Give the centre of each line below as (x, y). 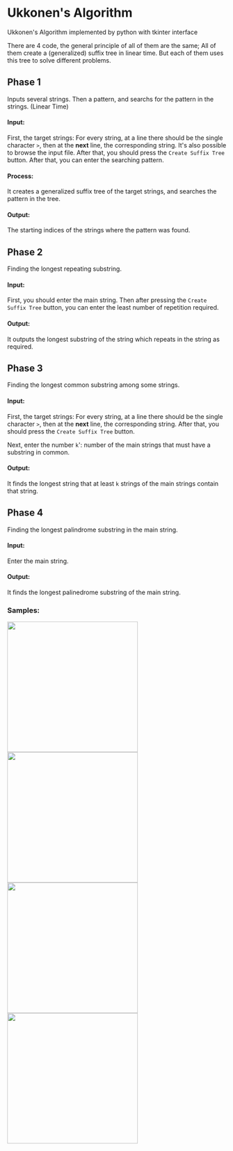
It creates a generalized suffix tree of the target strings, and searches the (112, 191)
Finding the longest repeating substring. (64, 269)
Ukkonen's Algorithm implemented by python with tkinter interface (103, 32)
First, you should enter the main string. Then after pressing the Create (107, 300)
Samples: (24, 610)
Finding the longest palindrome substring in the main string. (93, 530)
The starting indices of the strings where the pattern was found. (99, 230)
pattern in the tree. (34, 199)
